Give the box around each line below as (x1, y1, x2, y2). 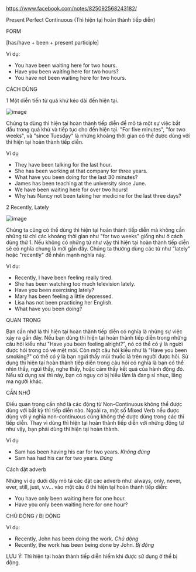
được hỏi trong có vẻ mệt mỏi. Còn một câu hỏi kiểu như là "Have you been (6, 347, 187, 354)
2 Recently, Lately (6, 204, 49, 211)
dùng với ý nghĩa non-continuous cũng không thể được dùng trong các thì (6, 413, 184, 420)
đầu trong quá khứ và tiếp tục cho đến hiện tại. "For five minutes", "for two (6, 126, 186, 133)
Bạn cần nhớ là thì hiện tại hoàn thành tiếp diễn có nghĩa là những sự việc (6, 328, 183, 335)
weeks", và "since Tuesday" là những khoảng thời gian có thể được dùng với (6, 132, 190, 139)
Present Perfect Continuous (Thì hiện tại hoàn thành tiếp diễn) (6, 16, 156, 23)
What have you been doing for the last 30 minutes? (14, 174, 138, 181)
